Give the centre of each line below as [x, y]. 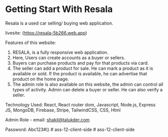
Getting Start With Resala [59, 9]
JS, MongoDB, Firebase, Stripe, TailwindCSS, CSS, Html [63, 110]
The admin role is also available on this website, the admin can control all [88, 84]
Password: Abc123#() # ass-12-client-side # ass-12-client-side [70, 129]
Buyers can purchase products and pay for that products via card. [80, 63]
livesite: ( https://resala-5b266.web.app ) [46, 33]
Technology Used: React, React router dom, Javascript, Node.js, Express [80, 104]
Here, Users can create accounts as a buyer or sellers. [69, 57]
